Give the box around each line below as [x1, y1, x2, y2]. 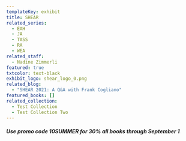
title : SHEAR [6, 14, 39, 20]
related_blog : [6, 82, 42, 88]
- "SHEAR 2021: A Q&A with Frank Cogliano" [11, 87, 122, 93]
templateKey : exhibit [6, 8, 61, 15]
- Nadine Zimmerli [11, 59, 58, 65]
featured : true [6, 64, 44, 71]
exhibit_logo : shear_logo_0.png [6, 76, 87, 82]
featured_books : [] [6, 92, 55, 98]
